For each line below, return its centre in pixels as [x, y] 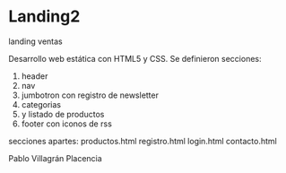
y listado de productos [63, 114]
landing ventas [36, 41]
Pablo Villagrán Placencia [55, 158]
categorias [41, 104]
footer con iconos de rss [67, 124]
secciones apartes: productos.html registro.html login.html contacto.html [143, 141]
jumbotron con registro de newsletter [90, 95]
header [35, 76]
